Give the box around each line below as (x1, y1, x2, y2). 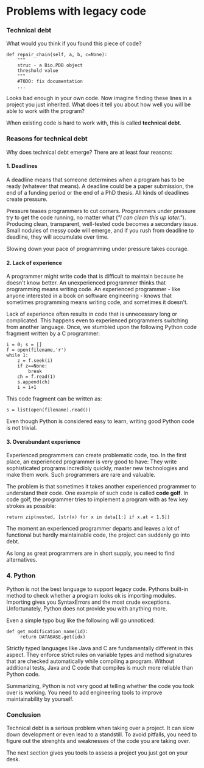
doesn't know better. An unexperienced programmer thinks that (6, 279, 166, 286)
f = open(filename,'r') (6, 347, 67, 353)
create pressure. (6, 195, 47, 203)
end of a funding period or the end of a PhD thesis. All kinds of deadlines (6, 189, 189, 196)
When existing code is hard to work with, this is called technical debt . (6, 119, 181, 126)
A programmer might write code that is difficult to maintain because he (6, 273, 184, 280)
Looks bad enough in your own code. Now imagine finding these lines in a (6, 95, 192, 102)
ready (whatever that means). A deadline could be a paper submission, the (6, 182, 194, 190)
